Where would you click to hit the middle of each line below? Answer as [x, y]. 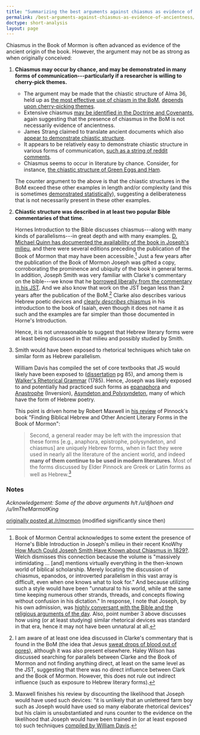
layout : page [22, 28]
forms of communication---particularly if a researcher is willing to [98, 76]
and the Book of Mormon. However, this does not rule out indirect [95, 676]
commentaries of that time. [49, 218]
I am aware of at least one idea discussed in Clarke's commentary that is [104, 638]
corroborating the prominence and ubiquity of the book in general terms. [104, 268]
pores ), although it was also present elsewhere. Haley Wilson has [95, 650]
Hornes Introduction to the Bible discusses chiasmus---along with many [103, 230]
